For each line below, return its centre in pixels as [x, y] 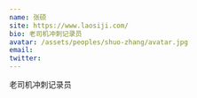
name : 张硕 [28, 17]
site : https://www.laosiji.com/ [69, 26]
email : [21, 50]
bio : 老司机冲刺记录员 [46, 34]
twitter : [25, 58]
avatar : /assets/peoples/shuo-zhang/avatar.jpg [99, 42]
